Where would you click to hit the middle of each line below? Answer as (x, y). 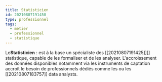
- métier (19, 29)
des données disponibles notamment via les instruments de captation (78, 63)
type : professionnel (27, 19)
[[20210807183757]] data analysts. (42, 74)
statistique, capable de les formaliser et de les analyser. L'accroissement (81, 58)
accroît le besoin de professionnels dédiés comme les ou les (68, 68)
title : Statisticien (27, 10)
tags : (11, 24)
